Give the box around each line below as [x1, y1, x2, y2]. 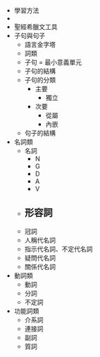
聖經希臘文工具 [13, 23, 58, 30]
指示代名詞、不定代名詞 [24, 244, 93, 253]
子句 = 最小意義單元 [24, 58, 82, 66]
